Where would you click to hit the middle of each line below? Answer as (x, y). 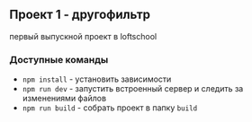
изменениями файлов (64, 99)
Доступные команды (59, 59)
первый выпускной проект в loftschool (83, 36)
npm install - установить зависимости (97, 79)
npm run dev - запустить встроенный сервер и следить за (133, 89)
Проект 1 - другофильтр (80, 15)
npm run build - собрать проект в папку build (110, 108)
